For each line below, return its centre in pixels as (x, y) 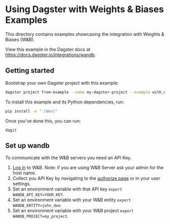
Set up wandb (27, 145)
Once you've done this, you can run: (43, 121)
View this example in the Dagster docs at (48, 49)
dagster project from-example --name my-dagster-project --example (78, 92)
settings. (22, 184)
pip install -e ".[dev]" (31, 111)
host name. (24, 173)
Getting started (30, 71)
